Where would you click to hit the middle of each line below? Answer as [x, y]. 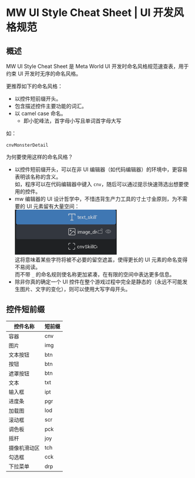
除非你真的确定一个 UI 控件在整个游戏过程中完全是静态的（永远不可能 [98, 282]
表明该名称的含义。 [38, 177]
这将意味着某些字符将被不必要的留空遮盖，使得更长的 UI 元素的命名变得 [101, 260]
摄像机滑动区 [24, 448]
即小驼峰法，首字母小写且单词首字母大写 [72, 121]
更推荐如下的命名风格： [34, 86]
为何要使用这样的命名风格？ [40, 157]
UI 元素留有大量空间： [53, 206]
